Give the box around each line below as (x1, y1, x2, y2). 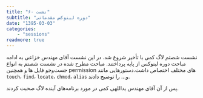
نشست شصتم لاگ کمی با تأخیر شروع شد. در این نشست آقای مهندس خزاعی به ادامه (6, 54, 198, 60)
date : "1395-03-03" (6, 20, 56, 26)
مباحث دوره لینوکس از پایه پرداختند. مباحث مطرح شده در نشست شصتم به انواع (6, 60, 186, 67)
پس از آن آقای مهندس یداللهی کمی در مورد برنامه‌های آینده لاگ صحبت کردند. (6, 85, 179, 91)
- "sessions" (17, 31, 50, 38)
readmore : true (6, 37, 45, 43)
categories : (6, 25, 36, 32)
